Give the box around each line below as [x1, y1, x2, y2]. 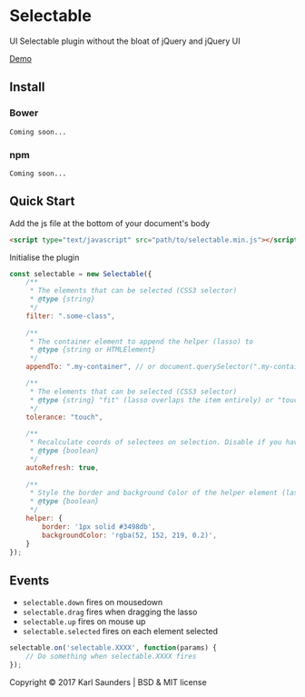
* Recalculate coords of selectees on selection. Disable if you [29, 438, 282, 447]
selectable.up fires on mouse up [22, 616, 146, 627]
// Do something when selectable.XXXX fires [25, 652, 197, 662]
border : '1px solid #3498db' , [42, 522, 156, 532]
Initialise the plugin [9, 252, 80, 263]
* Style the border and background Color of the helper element [29, 488, 279, 498]
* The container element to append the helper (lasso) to [29, 337, 254, 346]
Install [9, 79, 45, 95]
